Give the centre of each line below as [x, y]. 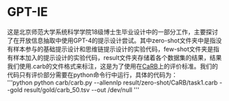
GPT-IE [28, 12]
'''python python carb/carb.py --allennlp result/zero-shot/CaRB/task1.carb [112, 82]
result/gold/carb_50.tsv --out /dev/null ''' [81, 89]
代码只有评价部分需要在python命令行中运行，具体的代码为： [92, 75]
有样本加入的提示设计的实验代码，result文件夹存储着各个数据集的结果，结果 [115, 57]
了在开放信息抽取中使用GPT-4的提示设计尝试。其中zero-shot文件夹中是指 [112, 40]
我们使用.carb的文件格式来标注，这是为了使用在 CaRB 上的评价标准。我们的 [113, 66]
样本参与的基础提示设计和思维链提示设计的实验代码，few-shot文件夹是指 [116, 49]
